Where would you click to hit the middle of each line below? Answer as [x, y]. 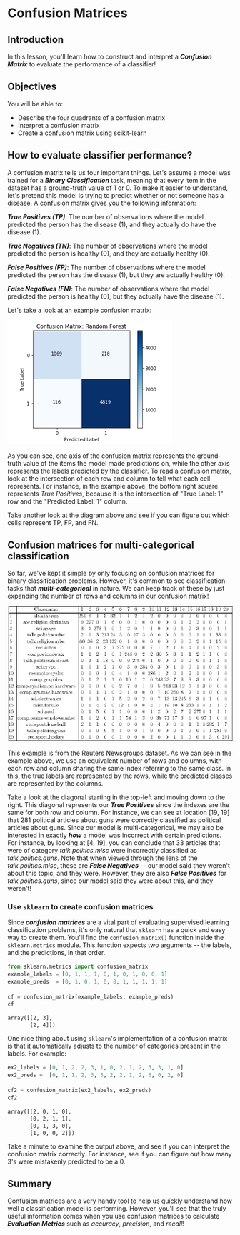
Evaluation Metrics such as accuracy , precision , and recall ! [96, 1224]
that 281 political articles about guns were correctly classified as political [114, 820]
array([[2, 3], [30, 1018]
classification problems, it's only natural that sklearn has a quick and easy [116, 930]
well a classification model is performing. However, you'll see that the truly [117, 1209]
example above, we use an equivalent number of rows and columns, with [115, 760]
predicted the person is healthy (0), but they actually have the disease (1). [116, 296]
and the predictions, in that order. [56, 953]
